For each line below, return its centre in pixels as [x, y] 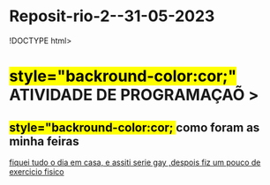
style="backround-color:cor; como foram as [135, 127]
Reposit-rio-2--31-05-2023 [112, 16]
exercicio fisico [37, 171]
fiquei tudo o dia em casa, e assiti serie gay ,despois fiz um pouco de [135, 162]
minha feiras [44, 141]
